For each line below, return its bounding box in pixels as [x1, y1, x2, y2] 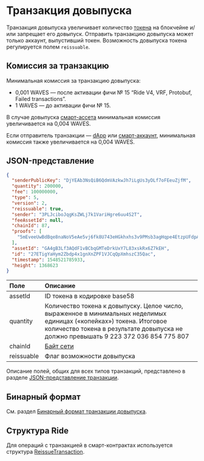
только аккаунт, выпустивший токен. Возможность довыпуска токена [6, 36, 187, 44]
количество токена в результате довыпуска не [44, 325, 183, 333]
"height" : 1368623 [12, 262, 59, 268]
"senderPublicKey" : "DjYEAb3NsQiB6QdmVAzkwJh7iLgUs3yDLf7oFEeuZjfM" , [12, 178, 191, 184]
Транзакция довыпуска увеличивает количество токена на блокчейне [6, 24, 189, 31]
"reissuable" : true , [12, 206, 64, 212]
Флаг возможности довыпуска [44, 352, 135, 361]
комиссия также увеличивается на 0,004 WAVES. [6, 138, 135, 145]
